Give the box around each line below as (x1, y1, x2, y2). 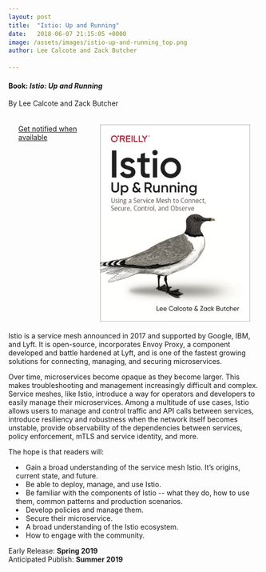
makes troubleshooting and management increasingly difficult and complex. (8, 381, 258, 390)
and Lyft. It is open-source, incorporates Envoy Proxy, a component (8, 340, 231, 350)
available (18, 133, 48, 142)
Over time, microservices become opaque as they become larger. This (8, 372, 240, 382)
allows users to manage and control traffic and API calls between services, (8, 406, 254, 416)
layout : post (8, 13, 52, 21)
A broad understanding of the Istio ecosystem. (26, 522, 179, 532)
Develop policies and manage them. (26, 505, 144, 515)
